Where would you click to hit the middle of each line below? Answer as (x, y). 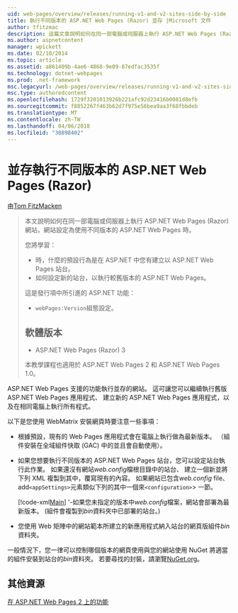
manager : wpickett (34, 47)
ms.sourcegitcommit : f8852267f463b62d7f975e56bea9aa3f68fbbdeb (103, 106)
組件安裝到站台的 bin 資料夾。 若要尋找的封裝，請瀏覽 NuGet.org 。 (108, 559)
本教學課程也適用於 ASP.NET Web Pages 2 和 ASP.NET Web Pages (122, 365)
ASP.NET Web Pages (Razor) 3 (80, 350)
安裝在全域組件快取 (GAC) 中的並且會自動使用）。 (95, 446)
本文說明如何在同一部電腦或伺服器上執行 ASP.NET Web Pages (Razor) (126, 221)
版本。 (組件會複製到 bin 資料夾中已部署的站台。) (92, 511)
